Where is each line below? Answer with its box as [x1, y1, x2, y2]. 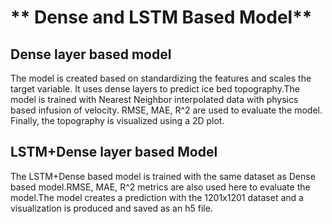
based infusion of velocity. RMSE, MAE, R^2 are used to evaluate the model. [10, 104, 323, 116]
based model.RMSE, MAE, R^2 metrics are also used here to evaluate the [10, 181, 311, 193]
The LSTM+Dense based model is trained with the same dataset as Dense [10, 170, 316, 182]
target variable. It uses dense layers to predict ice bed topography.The [10, 83, 300, 95]
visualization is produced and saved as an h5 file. [10, 202, 213, 214]
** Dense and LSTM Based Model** [10, 6, 313, 29]
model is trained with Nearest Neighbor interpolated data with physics [10, 94, 299, 105]
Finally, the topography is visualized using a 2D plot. [10, 115, 225, 126]
